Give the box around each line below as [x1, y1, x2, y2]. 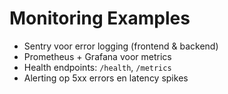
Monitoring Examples [9, 7, 191, 30]
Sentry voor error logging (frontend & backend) [23, 40, 219, 52]
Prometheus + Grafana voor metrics [23, 50, 172, 62]
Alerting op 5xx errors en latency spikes [23, 72, 189, 84]
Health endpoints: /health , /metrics [23, 61, 172, 73]
